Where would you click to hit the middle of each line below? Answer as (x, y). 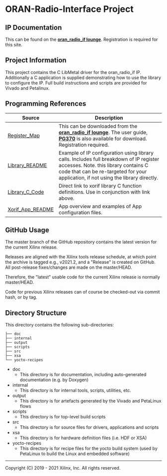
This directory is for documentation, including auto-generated (83, 375)
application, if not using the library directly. (109, 177)
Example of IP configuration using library (106, 153)
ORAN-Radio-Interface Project (69, 9)
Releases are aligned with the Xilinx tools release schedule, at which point (81, 257)
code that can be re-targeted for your (103, 171)
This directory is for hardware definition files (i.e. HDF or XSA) (83, 438)
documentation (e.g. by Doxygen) (54, 380)
